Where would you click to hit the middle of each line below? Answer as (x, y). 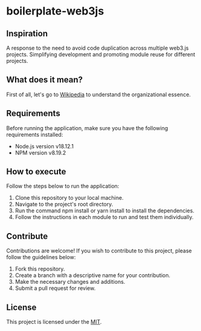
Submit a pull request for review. (55, 288)
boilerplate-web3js (55, 11)
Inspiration (27, 34)
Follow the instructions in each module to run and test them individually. (104, 217)
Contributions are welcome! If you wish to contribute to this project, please (99, 251)
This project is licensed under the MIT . (54, 322)
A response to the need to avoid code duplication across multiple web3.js (97, 48)
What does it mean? (45, 80)
